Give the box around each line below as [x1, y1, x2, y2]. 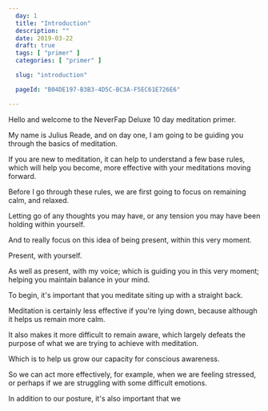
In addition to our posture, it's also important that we [8, 393, 182, 403]
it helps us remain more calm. [8, 314, 106, 324]
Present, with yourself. [8, 250, 82, 260]
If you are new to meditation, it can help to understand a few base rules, [8, 154, 246, 164]
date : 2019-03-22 [15, 34, 74, 43]
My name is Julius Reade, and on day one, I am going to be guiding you [8, 130, 244, 140]
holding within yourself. [8, 219, 86, 229]
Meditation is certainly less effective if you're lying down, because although [8, 306, 258, 315]
